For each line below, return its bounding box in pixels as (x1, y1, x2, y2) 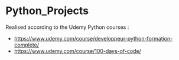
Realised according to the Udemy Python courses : (5, 24, 129, 31)
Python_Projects (5, 4, 89, 18)
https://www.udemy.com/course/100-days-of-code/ (14, 47, 141, 54)
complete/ (14, 41, 40, 48)
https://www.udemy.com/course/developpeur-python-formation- (14, 35, 173, 42)
